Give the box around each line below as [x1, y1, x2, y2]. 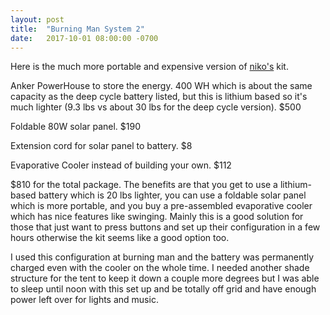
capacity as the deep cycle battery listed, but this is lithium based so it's [10, 91, 308, 103]
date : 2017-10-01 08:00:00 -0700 [10, 33, 159, 43]
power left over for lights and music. [10, 294, 159, 306]
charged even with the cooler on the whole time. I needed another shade [10, 262, 310, 274]
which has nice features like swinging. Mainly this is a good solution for [10, 211, 304, 223]
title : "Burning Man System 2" [10, 24, 145, 34]
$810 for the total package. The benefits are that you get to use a [10, 179, 278, 191]
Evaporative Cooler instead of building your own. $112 [10, 159, 232, 171]
